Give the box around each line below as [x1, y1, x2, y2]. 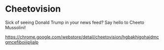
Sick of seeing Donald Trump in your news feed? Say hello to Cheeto [5, 19, 144, 25]
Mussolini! [5, 24, 26, 30]
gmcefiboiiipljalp [5, 39, 38, 45]
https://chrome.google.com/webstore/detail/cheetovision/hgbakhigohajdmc [5, 34, 159, 40]
